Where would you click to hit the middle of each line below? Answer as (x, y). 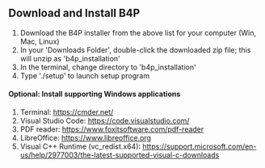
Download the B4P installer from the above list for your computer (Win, (138, 32)
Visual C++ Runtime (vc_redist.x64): (80, 147)
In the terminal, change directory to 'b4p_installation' (108, 67)
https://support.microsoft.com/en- (200, 147)
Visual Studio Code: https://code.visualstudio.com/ (105, 121)
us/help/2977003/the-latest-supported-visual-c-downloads (120, 155)
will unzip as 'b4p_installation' (70, 58)
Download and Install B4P (74, 13)
